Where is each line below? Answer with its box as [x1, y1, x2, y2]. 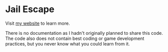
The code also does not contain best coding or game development [5, 35, 145, 41]
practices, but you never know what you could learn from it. [5, 40, 130, 46]
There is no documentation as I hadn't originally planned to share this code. [5, 30, 163, 36]
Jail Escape [5, 4, 55, 15]
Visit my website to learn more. [5, 20, 70, 26]
